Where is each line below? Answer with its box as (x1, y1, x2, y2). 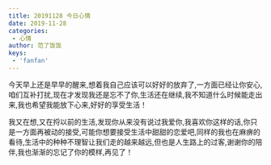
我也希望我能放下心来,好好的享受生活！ (17, 100, 148, 109)
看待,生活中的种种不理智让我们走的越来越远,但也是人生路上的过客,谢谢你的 (8, 137, 256, 146)
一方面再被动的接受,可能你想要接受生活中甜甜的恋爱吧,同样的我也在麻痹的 (15, 126, 261, 137)
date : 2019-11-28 (8, 19, 67, 27)
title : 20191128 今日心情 (8, 11, 91, 20)
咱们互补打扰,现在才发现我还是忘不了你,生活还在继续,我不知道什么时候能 (8, 89, 249, 99)
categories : (8, 27, 49, 35)
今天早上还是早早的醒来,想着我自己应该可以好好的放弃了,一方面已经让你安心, (8, 80, 263, 89)
